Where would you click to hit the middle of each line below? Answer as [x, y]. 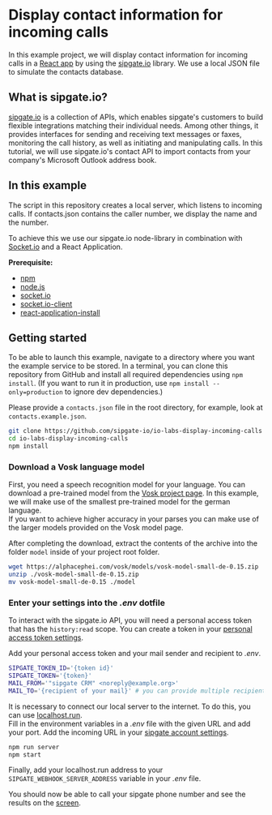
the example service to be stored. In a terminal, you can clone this [118, 366]
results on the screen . [45, 803]
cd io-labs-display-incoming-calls [68, 439]
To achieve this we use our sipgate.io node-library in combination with [125, 238]
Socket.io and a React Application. [66, 247]
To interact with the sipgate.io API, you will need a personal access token [130, 620]
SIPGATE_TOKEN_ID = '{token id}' [61, 668]
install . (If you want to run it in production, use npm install [109, 384]
